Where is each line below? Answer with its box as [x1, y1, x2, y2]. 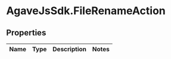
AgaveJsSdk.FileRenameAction [6, 4, 166, 18]
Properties [6, 28, 46, 38]
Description [52, 45, 86, 53]
